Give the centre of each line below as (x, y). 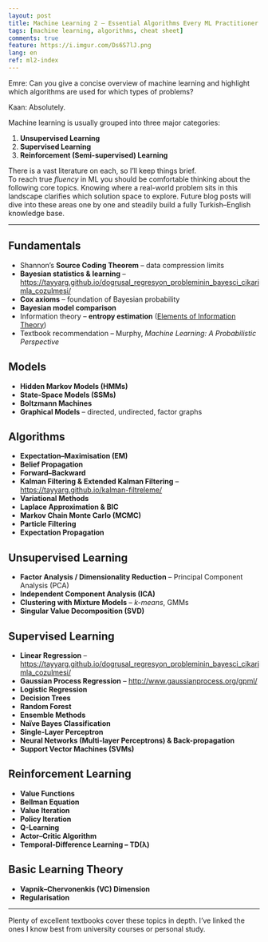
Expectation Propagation (62, 532)
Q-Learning (39, 827)
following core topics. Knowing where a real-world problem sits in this (123, 187)
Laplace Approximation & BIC (69, 507)
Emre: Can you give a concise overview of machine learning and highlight (129, 83)
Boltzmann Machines (56, 403)
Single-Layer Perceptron (61, 732)
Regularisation (45, 897)
